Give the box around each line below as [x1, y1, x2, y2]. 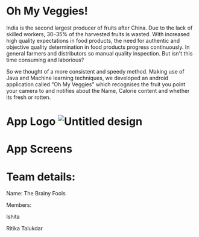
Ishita [6, 213, 20, 221]
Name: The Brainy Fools [6, 190, 66, 197]
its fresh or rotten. [6, 93, 51, 101]
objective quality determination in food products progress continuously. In [6, 43, 190, 51]
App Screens [6, 142, 72, 156]
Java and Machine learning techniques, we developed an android [6, 74, 169, 81]
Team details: [6, 170, 76, 183]
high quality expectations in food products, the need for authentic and [6, 37, 180, 44]
